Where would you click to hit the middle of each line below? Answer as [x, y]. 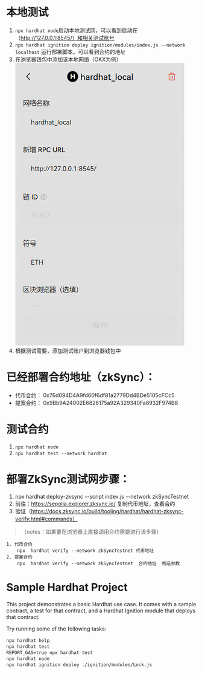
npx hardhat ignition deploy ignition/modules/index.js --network [100, 45]
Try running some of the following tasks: [56, 629]
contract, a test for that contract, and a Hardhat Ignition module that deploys [101, 611]
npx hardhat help [28, 640]
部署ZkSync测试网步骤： [68, 479]
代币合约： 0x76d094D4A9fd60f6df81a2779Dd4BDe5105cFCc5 [95, 395]
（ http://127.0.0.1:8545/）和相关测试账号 [65, 37]
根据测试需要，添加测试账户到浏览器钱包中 [68, 351]
